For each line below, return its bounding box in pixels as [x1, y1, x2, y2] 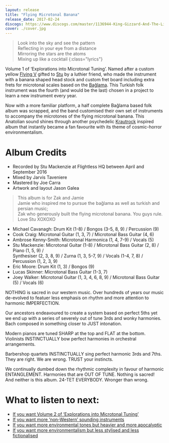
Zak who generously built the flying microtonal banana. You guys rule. [17, 211, 163, 217]
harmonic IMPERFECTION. [5, 300, 60, 306]
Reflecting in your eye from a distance [17, 45, 97, 51]
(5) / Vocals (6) [12, 280, 44, 286]
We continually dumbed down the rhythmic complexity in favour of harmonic [5, 366, 164, 372]
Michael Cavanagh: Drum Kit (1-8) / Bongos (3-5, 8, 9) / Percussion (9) [12, 226, 159, 232]
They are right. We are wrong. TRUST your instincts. [5, 356, 114, 362]
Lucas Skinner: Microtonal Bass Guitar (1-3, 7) [12, 269, 108, 275]
